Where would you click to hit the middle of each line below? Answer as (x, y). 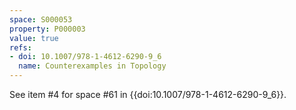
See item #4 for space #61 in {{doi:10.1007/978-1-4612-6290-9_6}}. (148, 94)
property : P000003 (47, 29)
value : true (34, 38)
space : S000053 (41, 19)
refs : (20, 47)
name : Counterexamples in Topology (92, 66)
